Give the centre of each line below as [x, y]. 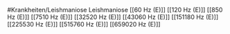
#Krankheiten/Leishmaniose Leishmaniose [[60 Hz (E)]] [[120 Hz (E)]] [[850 [115, 10]
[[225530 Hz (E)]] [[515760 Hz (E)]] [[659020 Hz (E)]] [84, 24]
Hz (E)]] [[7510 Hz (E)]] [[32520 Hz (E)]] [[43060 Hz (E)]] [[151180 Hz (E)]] [113, 17]
